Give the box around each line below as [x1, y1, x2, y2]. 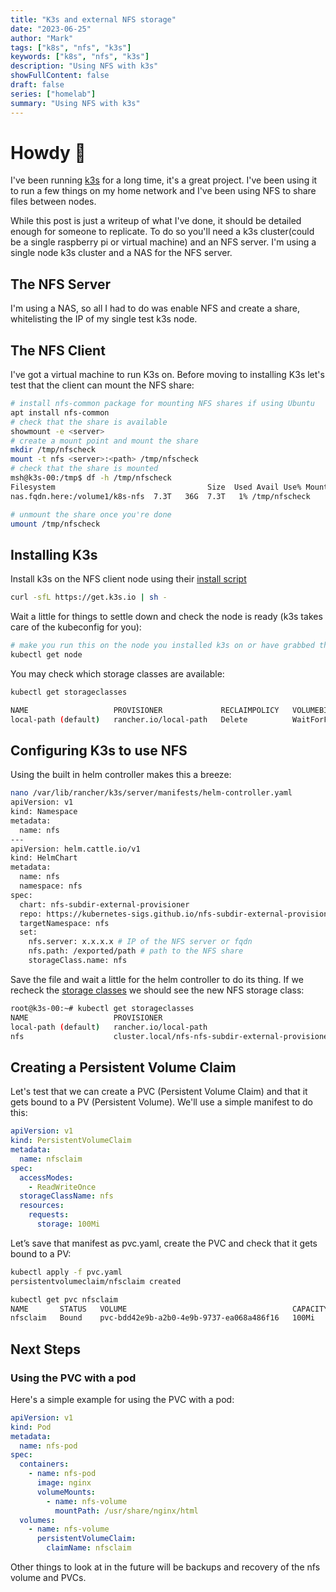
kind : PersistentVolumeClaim [10, 1136, 132, 1146]
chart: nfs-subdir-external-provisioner [19, 899, 190, 910]
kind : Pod [10, 1422, 52, 1432]
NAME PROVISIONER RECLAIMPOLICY [10, 705, 280, 715]
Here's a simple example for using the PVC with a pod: [10, 1393, 235, 1405]
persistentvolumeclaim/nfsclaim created [10, 1276, 182, 1286]
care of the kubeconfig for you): [10, 621, 142, 633]
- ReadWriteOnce [28, 1182, 97, 1192]
